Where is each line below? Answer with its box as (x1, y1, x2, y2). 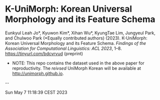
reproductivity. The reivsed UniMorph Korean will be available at (12, 65, 141, 71)
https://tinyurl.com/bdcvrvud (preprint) (5, 50, 83, 57)
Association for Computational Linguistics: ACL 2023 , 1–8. (5, 45, 122, 51)
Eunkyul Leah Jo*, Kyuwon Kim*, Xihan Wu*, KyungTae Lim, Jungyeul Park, (5, 30, 156, 36)
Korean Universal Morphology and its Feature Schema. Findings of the (5, 40, 146, 46)
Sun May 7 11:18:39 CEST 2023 (5, 89, 67, 95)
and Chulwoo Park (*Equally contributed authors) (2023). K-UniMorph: (5, 35, 148, 41)
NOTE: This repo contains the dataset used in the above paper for (12, 60, 145, 66)
